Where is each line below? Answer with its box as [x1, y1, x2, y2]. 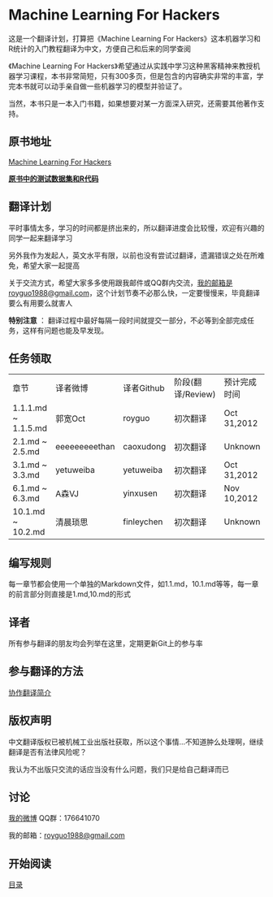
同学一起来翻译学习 [8, 233, 73, 243]
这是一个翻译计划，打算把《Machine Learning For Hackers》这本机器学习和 [8, 33, 262, 43]
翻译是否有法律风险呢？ [8, 747, 87, 756]
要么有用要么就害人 [8, 298, 73, 308]
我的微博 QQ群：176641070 [8, 813, 100, 823]
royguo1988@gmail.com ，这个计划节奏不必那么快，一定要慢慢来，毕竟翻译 [8, 288, 260, 297]
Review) [184, 388, 216, 400]
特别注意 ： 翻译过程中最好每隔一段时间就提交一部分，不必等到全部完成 [8, 315, 248, 325]
